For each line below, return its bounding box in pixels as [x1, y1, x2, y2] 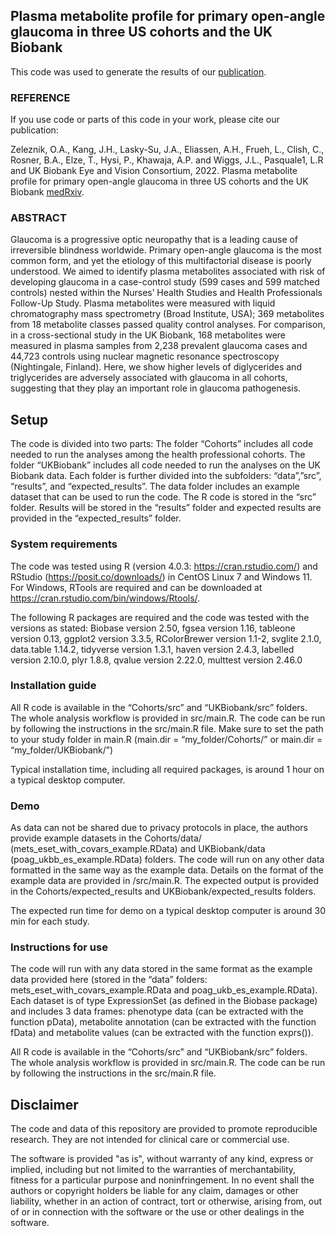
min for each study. [10, 915, 90, 928]
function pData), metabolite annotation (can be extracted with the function [10, 1016, 317, 1028]
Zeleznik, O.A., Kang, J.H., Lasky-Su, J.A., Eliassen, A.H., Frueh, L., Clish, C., [10, 144, 325, 156]
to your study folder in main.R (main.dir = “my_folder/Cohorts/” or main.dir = [10, 733, 323, 745]
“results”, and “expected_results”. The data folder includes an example [10, 480, 300, 493]
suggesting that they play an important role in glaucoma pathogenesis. [10, 382, 302, 394]
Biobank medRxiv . [10, 186, 85, 198]
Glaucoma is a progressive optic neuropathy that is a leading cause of [10, 234, 299, 246]
